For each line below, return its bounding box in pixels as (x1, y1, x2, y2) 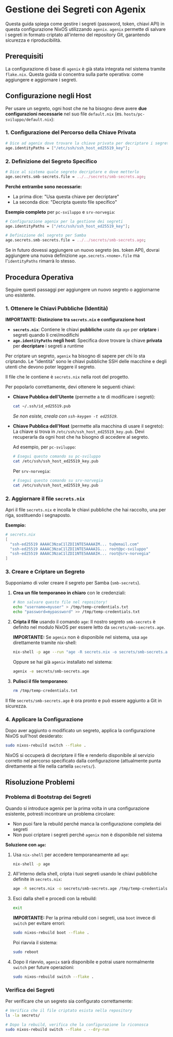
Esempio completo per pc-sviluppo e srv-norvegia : (5, 209, 115, 215)
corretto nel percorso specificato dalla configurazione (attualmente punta (5, 757, 161, 764)
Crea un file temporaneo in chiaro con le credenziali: (12, 590, 126, 596)
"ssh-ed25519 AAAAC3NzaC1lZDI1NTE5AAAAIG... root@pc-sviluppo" (10, 546, 148, 551)
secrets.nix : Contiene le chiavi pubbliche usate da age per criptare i (12, 326, 159, 333)
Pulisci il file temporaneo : (12, 678, 68, 684)
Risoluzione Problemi (5, 778, 75, 787)
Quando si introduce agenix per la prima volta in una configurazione (5, 805, 149, 811)
